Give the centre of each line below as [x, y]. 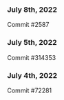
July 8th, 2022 [32, 10]
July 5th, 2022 [32, 43]
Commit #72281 [30, 90]
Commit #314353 [32, 57]
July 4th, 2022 [32, 75]
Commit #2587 [28, 25]
